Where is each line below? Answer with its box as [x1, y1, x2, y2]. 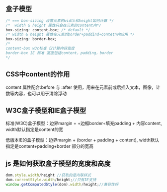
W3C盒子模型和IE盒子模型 [5, 106, 86, 115]
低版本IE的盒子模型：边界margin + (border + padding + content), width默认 [5, 137, 160, 143]
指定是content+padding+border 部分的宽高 [5, 143, 94, 149]
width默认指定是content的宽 [5, 127, 64, 132]
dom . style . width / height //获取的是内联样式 [5, 173, 91, 178]
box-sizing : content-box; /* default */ [5, 27, 91, 32]
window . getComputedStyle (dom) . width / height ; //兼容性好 [5, 182, 119, 187]
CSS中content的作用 [5, 70, 70, 78]
